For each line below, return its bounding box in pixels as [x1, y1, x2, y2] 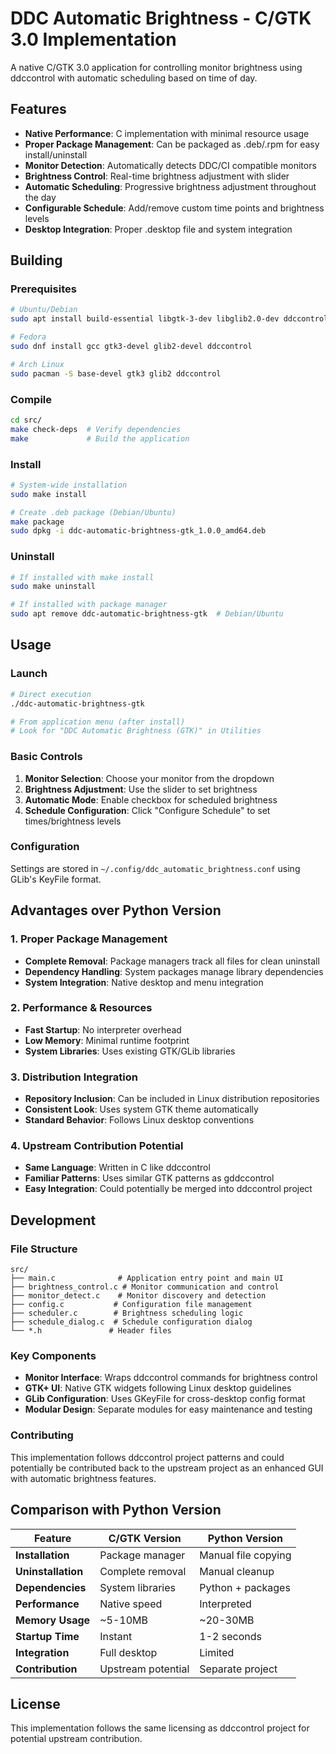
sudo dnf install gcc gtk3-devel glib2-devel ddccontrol [10, 342, 253, 352]
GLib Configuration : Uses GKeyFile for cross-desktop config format [24, 1393, 306, 1405]
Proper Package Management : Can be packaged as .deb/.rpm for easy [24, 138, 320, 150]
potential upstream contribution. [10, 1733, 143, 1745]
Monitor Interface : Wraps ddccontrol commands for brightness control [24, 1372, 318, 1384]
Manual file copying [199, 1548, 292, 1562]
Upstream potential [99, 1662, 190, 1676]
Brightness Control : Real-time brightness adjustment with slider [24, 170, 290, 182]
